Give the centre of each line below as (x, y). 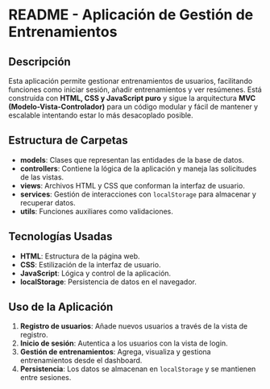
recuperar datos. (48, 202)
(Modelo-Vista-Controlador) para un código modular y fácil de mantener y (133, 107)
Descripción (39, 62)
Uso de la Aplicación (61, 307)
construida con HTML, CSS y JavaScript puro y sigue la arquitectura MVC (132, 98)
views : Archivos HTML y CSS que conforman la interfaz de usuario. (133, 185)
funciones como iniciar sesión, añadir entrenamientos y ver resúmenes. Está (135, 89)
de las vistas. (42, 177)
